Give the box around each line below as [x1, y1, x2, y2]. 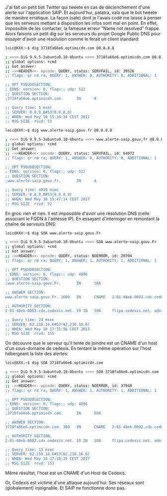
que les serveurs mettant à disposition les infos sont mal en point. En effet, [5, 20, 158, 26]
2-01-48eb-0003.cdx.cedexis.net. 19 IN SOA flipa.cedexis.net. [5, 308, 153, 313]
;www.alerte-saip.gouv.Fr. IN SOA [5, 281, 101, 286]
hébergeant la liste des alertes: [5, 351, 69, 357]
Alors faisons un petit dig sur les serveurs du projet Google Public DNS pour [5, 31, 161, 36]
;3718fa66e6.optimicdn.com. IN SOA [5, 411, 101, 416]
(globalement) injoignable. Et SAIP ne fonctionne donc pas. [5, 485, 126, 491]
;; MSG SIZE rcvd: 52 [5, 201, 52, 206]
